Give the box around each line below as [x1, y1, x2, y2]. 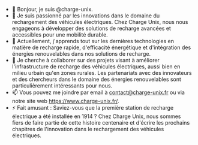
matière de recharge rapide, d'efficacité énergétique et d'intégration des [11, 44, 191, 51]
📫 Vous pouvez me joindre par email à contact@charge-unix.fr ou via [11, 89, 185, 96]
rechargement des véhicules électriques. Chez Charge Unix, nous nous [11, 19, 188, 25]
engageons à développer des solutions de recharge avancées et [11, 25, 171, 32]
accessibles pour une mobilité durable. [11, 31, 108, 38]
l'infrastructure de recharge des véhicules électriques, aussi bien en [11, 63, 181, 70]
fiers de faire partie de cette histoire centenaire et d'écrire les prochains [11, 119, 190, 126]
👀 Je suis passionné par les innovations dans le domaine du [11, 12, 160, 19]
